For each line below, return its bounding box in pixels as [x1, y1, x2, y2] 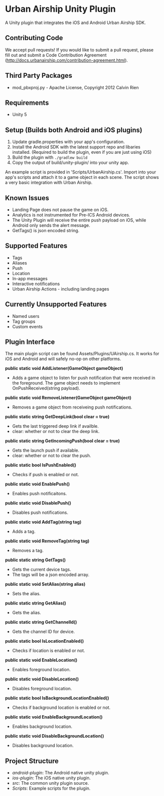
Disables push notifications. [12, 509, 69, 515]
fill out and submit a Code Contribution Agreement [5, 52, 107, 58]
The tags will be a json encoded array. [12, 572, 90, 578]
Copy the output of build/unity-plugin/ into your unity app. [12, 160, 129, 166]
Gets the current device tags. [12, 567, 71, 573]
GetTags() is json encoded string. [12, 228, 80, 233]
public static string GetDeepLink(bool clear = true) [5, 414, 110, 420]
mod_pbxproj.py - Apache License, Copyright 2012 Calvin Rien [12, 84, 139, 90]
